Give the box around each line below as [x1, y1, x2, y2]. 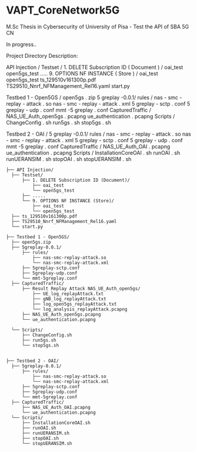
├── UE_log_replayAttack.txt [32, 290, 104, 297]
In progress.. [6, 41, 37, 48]
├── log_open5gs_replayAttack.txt [32, 301, 117, 307]
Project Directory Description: [6, 52, 78, 59]
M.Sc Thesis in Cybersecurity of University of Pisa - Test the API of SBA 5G [6, 23, 189, 30]
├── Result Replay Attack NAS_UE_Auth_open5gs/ [21, 286, 141, 291]
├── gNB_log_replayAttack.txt [32, 296, 107, 302]
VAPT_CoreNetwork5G [6, 4, 120, 17]
